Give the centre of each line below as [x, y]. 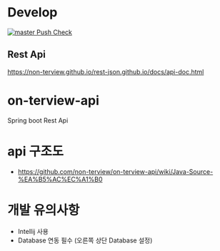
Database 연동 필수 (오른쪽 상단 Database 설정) [85, 240]
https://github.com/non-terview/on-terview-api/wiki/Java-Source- [115, 171]
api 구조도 [36, 151]
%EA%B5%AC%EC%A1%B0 [60, 179]
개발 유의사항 [44, 210]
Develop [32, 12]
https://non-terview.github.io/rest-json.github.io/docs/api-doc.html [106, 71]
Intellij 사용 [33, 231]
